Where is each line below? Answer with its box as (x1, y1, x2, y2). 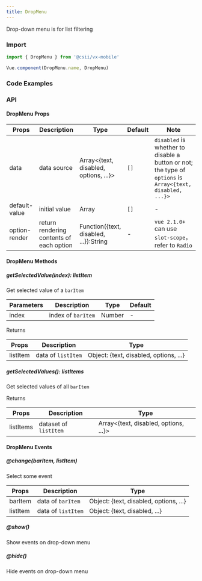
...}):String (79, 237, 108, 246)
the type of (154, 166, 186, 174)
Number (101, 311, 124, 320)
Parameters (9, 301, 43, 309)
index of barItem (49, 311, 96, 320)
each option (38, 241, 73, 249)
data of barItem (37, 497, 81, 505)
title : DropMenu (6, 8, 47, 15)
